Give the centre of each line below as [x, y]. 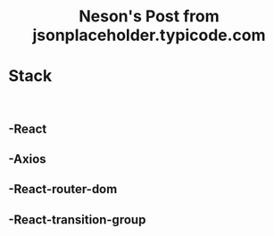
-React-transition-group [77, 220]
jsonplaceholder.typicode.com [149, 35]
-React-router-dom [63, 189]
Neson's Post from [149, 16]
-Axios [27, 159]
